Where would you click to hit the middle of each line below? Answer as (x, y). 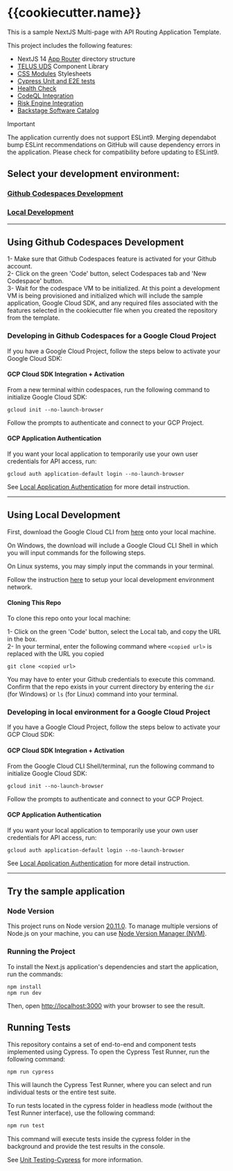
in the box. (22, 639)
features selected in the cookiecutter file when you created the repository (112, 311)
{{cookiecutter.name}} (74, 13)
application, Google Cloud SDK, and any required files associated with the (113, 303)
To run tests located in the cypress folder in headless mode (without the (110, 1106)
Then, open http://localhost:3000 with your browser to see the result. (106, 1006)
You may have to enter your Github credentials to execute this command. (111, 679)
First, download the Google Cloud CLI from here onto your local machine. (112, 531)
